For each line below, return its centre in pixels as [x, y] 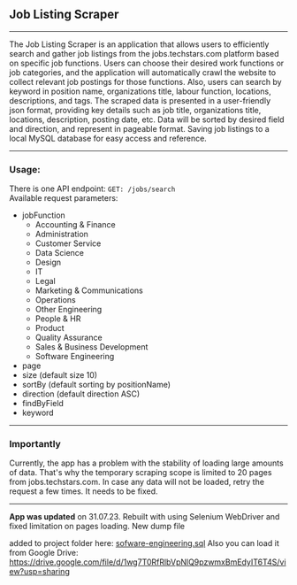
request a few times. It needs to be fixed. [84, 491]
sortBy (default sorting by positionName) [96, 385]
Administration [61, 235]
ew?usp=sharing [40, 572]
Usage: [25, 169]
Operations [56, 300]
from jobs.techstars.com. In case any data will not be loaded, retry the [137, 482]
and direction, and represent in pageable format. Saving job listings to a [139, 128]
